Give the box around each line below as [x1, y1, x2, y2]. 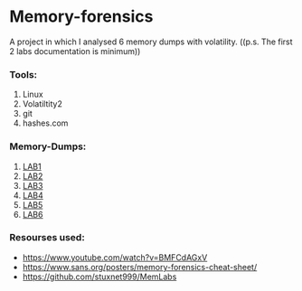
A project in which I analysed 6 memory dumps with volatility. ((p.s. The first [9, 36, 293, 47]
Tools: [9, 68, 38, 80]
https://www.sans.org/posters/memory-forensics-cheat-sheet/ [22, 261, 258, 272]
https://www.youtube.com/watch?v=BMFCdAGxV [22, 251, 208, 263]
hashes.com [22, 117, 69, 128]
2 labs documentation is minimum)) [9, 45, 141, 56]
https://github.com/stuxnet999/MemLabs [22, 271, 177, 282]
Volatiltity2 [22, 99, 63, 109]
